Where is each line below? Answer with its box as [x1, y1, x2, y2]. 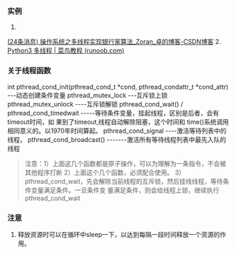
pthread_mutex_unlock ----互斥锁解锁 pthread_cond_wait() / [7, 99, 184, 108]
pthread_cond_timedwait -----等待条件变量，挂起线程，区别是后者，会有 [7, 109, 220, 117]
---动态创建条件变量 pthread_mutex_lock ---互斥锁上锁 [7, 91, 168, 99]
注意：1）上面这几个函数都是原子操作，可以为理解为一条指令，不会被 [24, 159, 227, 167]
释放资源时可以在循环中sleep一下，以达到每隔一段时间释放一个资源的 [17, 230, 220, 238]
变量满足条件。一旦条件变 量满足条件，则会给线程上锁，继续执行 [30, 186, 220, 194]
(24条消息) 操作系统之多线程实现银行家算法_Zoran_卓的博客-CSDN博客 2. [7, 38, 221, 46]
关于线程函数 [7, 66, 52, 76]
